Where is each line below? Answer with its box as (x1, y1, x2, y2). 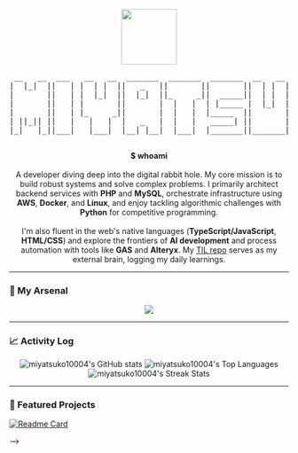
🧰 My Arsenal (9, 284, 68, 296)
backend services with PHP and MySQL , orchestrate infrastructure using (16, 188, 282, 199)
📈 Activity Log (9, 335, 74, 348)
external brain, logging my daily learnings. (72, 254, 226, 264)
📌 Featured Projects (9, 398, 96, 410)
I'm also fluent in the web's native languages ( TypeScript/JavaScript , (21, 226, 277, 236)
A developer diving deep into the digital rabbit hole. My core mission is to (15, 169, 283, 180)
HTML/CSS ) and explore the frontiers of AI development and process (20, 235, 278, 246)
